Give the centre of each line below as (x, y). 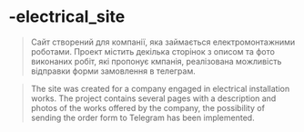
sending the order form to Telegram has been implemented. (143, 117)
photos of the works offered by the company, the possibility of (148, 107)
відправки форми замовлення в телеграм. (113, 71)
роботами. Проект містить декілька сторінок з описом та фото (152, 51)
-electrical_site (67, 17)
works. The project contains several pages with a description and (153, 98)
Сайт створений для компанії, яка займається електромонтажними (163, 42)
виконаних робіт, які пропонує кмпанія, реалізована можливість (156, 61)
